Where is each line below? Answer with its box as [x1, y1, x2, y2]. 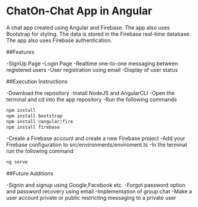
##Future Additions [6, 170, 54, 177]
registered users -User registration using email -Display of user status [6, 66, 178, 73]
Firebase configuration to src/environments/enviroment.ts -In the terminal [6, 141, 187, 148]
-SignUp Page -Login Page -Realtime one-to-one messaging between [6, 60, 178, 67]
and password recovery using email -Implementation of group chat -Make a [6, 188, 192, 195]
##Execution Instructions [6, 78, 68, 85]
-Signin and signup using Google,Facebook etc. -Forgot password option [6, 181, 186, 189]
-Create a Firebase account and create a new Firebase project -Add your [6, 135, 185, 142]
